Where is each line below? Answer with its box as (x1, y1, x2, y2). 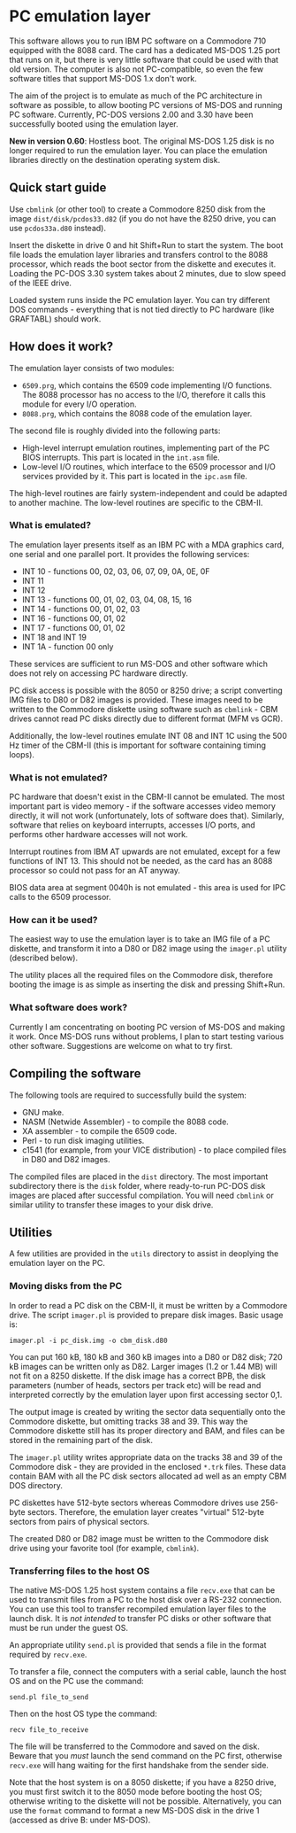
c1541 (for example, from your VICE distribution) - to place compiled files (21, 1145, 287, 1155)
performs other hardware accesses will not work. (9, 829, 188, 840)
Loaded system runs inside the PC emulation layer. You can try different (9, 294, 270, 305)
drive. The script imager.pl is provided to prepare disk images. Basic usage (9, 1309, 284, 1320)
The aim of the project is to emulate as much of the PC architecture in (9, 90, 262, 101)
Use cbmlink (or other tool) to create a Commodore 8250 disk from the (9, 204, 266, 214)
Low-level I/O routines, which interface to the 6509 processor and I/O (21, 461, 276, 471)
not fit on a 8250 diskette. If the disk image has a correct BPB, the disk (9, 1371, 267, 1381)
